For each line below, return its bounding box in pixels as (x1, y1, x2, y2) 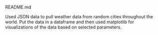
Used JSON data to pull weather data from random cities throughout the (5, 14, 154, 19)
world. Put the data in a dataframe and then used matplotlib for (5, 19, 135, 25)
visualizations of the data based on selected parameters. (5, 24, 122, 30)
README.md (5, 4, 31, 10)
